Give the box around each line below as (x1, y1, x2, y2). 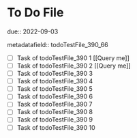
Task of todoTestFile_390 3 (16, 70, 93, 78)
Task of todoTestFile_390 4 (16, 77, 93, 85)
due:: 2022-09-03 (7, 27, 59, 36)
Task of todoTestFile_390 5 (16, 85, 93, 93)
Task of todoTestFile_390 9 (16, 115, 93, 124)
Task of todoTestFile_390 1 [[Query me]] (16, 53, 130, 62)
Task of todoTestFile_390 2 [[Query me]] (16, 61, 131, 70)
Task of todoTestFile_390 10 (16, 123, 95, 131)
